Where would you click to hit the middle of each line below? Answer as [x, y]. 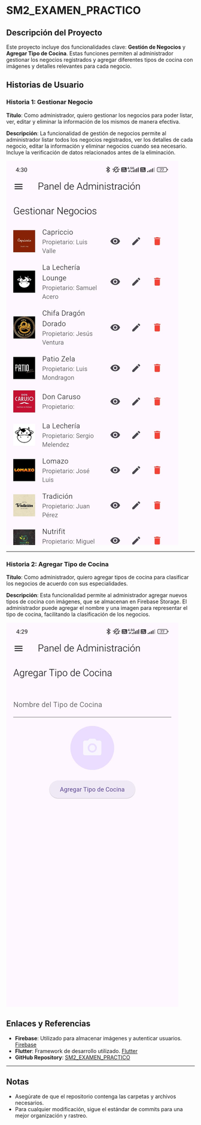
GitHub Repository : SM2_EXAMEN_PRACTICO [72, 1057]
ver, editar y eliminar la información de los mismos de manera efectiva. [93, 121]
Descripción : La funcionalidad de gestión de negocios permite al [86, 133]
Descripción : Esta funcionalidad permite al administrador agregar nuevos [97, 595]
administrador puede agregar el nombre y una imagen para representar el [97, 608]
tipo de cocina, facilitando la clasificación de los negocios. [78, 614]
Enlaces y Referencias [48, 1024]
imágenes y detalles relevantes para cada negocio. [69, 66]
